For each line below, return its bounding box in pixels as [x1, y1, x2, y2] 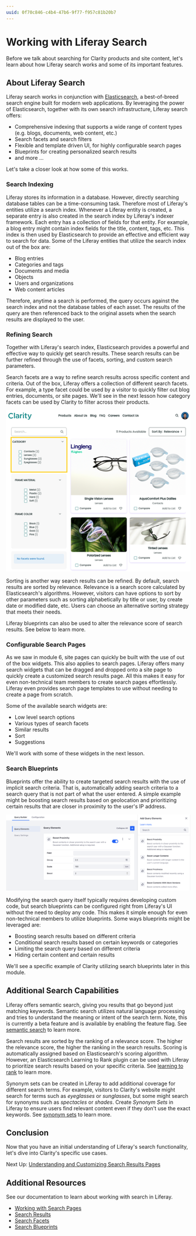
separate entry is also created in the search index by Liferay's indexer [6, 212, 174, 219]
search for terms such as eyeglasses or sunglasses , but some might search [6, 1092, 188, 1099]
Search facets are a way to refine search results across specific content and [6, 373, 190, 380]
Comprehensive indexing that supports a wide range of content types [14, 123, 183, 130]
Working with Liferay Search [6, 35, 147, 49]
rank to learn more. [6, 1068, 52, 1076]
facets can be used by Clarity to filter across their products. [6, 398, 150, 405]
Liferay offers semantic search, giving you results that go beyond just [6, 1001, 173, 1008]
